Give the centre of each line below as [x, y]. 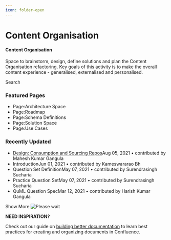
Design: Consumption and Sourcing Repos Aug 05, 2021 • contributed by [89, 153]
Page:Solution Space [35, 123]
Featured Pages [25, 95]
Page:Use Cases [30, 128]
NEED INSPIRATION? [28, 216]
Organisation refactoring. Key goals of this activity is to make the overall [81, 67]
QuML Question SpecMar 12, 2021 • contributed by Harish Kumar [81, 191]
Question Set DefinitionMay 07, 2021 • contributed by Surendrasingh [85, 169]
